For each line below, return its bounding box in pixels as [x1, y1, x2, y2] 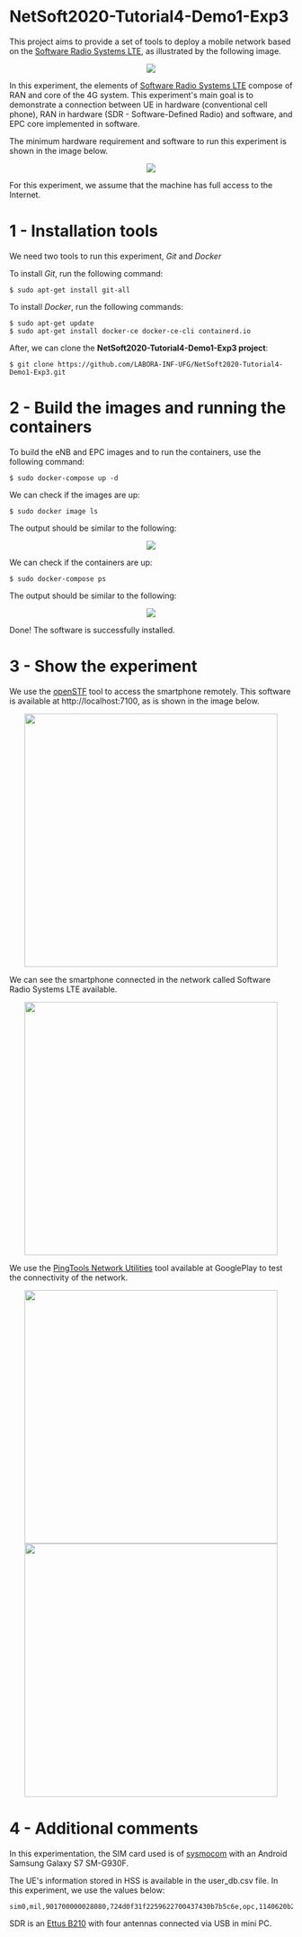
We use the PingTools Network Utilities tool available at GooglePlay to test [9, 1262, 283, 1273]
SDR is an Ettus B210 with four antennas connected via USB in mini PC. [9, 1917, 272, 1929]
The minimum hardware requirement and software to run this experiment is [9, 135, 288, 146]
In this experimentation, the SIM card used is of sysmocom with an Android [9, 1848, 288, 1859]
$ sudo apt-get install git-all [9, 286, 130, 295]
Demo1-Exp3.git [9, 368, 67, 377]
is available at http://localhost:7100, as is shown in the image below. [9, 696, 260, 706]
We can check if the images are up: [9, 489, 141, 500]
